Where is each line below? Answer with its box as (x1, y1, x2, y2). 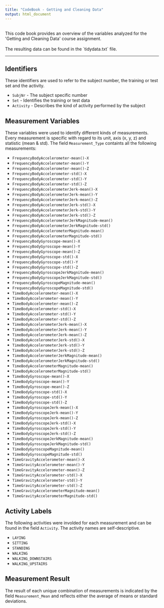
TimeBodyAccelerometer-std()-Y (12, 312, 76, 317)
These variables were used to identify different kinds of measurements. (5, 130, 149, 136)
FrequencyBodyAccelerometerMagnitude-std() (12, 234, 102, 239)
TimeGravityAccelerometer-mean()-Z (12, 468, 85, 473)
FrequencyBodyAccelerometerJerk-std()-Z (12, 213, 96, 218)
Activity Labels (5, 507, 52, 515)
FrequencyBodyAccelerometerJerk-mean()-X (12, 187, 98, 192)
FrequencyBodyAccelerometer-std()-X (12, 172, 87, 177)
